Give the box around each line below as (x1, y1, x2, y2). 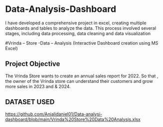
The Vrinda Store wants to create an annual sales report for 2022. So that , (5, 73, 159, 79)
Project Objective (5, 60, 60, 68)
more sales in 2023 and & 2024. (5, 83, 71, 89)
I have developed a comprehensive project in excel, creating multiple (5, 20, 147, 26)
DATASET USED (5, 98, 55, 106)
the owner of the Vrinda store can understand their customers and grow (5, 78, 153, 84)
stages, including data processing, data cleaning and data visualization (5, 30, 151, 36)
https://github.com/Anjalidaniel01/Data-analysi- (5, 111, 103, 117)
